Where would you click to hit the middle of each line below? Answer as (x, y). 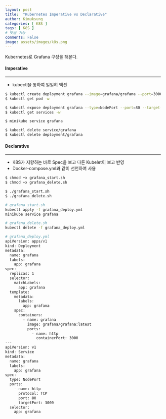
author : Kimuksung (24, 19)
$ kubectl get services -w (33, 112)
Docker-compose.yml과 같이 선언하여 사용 (54, 169)
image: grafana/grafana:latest (59, 324)
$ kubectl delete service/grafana (41, 130)
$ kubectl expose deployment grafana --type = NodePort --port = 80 (73, 108)
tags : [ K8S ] (20, 28)
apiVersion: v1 (21, 348)
